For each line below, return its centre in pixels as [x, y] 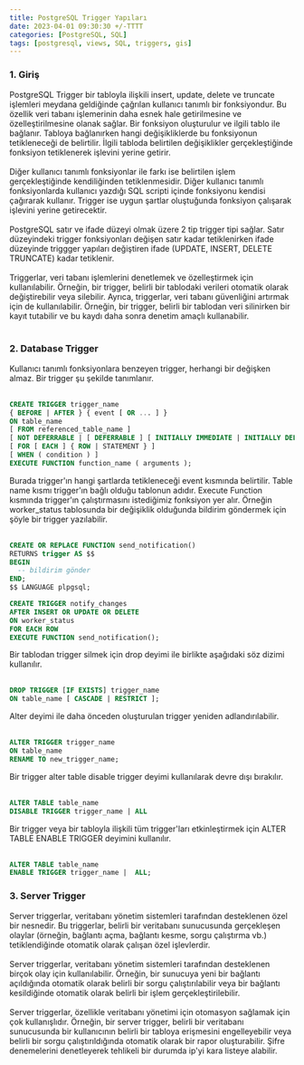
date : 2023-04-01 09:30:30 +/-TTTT [76, 26]
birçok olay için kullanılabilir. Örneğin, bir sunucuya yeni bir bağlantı [135, 974]
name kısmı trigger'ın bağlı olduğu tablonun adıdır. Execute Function [136, 490]
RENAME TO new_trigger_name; [64, 759]
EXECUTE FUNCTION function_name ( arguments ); [101, 463]
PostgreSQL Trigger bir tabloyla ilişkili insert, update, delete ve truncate [142, 94]
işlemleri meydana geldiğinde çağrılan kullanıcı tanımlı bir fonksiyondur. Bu [148, 104]
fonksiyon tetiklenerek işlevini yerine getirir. [90, 152]
